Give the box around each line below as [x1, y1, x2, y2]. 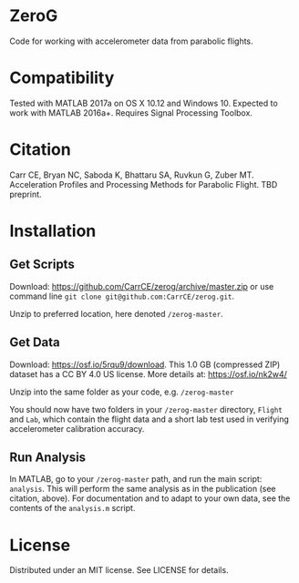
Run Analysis [9, 450, 87, 465]
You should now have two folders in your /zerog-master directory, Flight [9, 404, 283, 414]
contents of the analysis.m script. [9, 503, 136, 514]
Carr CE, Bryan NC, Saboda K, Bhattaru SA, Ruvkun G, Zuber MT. [9, 169, 254, 180]
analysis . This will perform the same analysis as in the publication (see [9, 484, 276, 495]
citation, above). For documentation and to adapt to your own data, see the [9, 493, 291, 504]
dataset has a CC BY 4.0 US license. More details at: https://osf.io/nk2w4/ [9, 368, 287, 379]
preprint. [9, 189, 43, 199]
